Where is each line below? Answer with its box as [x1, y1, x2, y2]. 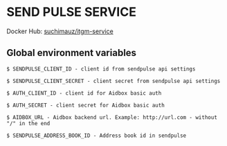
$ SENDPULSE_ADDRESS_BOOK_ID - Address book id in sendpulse [6, 132, 187, 139]
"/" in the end [6, 120, 51, 127]
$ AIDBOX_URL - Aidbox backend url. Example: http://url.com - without [6, 113, 217, 121]
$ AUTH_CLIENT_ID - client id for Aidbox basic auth [6, 89, 162, 97]
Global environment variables [6, 47, 136, 59]
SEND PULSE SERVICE [6, 4, 136, 20]
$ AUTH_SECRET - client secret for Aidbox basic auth [6, 102, 165, 109]
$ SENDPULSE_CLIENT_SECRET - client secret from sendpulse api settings [6, 77, 221, 84]
